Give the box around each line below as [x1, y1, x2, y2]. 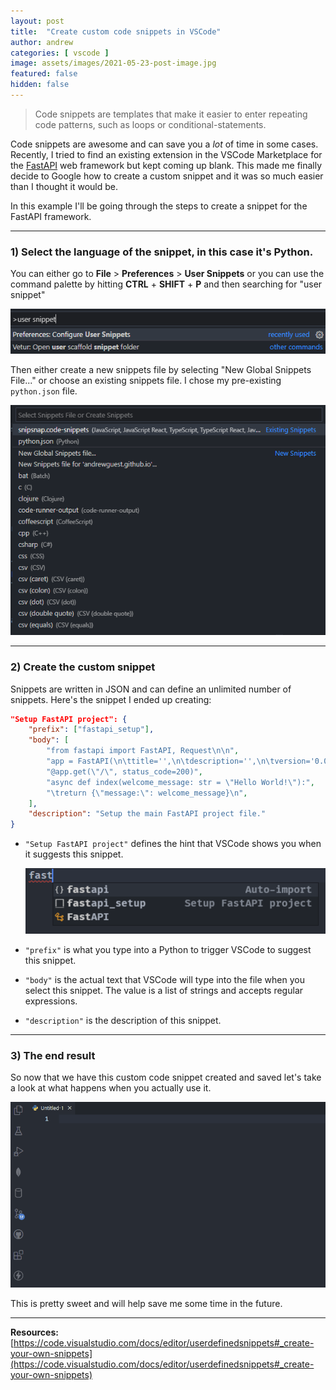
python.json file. [10, 385, 78, 397]
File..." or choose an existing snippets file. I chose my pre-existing [10, 375, 282, 387]
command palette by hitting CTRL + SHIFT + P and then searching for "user [10, 278, 323, 290]
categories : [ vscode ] [10, 48, 110, 58]
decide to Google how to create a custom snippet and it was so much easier [10, 170, 324, 182]
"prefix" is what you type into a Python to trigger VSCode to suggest [24, 943, 312, 955]
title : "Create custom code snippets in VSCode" [10, 26, 222, 37]
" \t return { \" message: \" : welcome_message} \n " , [46, 788, 248, 798]
